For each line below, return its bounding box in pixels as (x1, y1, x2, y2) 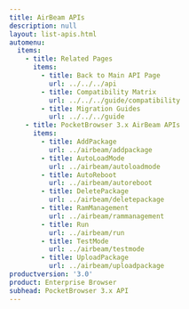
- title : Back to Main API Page (41, 71, 161, 80)
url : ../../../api (48, 79, 117, 88)
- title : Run (41, 220, 90, 229)
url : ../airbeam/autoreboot (48, 179, 153, 188)
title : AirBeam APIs (9, 12, 86, 22)
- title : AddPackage (41, 137, 117, 146)
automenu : (9, 37, 46, 47)
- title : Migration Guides (41, 104, 141, 113)
